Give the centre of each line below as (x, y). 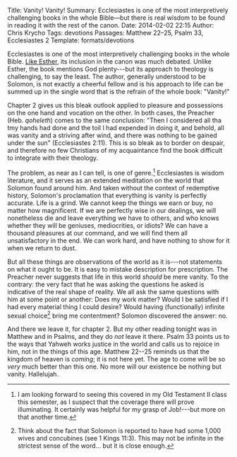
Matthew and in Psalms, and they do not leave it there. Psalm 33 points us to (119, 337)
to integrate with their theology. (53, 158)
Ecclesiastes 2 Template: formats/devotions (71, 40)
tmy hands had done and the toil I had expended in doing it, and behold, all (116, 128)
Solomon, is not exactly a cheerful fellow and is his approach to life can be (115, 84)
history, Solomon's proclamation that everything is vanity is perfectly (107, 195)
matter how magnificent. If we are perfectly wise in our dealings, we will (112, 210)
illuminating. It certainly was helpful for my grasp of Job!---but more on (121, 410)
